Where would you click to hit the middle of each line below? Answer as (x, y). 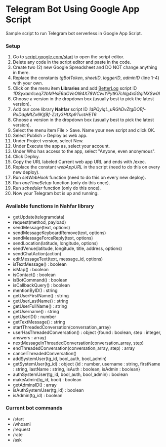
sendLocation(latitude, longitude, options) (55, 243)
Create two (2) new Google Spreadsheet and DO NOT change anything (85, 67)
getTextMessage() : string (39, 322)
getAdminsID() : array (35, 385)
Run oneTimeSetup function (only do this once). (61, 183)
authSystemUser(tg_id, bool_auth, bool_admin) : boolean (70, 374)
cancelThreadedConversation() (45, 353)
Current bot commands (34, 408)
